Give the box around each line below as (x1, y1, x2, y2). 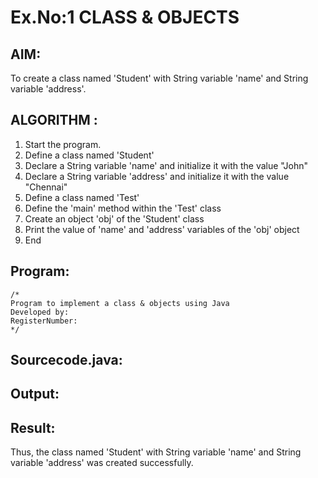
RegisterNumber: (10, 316, 78, 326)
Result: (10, 419, 56, 436)
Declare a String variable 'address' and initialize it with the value (24, 170, 290, 182)
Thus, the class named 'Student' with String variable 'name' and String (10, 446, 302, 458)
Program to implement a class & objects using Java (10, 298, 230, 308)
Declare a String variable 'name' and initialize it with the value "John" (24, 159, 309, 171)
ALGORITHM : (10, 112, 98, 129)
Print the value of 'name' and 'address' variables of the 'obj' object (24, 223, 300, 235)
